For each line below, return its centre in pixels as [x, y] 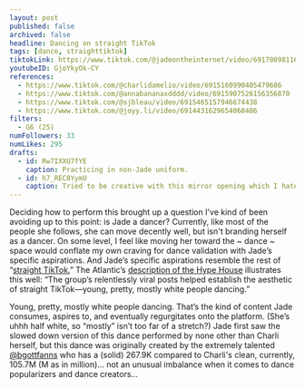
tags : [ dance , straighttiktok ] [69, 52]
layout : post [34, 18]
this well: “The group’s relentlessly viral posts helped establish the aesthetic [151, 280]
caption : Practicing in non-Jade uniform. [107, 170]
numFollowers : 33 [42, 136]
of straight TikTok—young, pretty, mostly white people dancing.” [130, 289]
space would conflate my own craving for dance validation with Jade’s [141, 251]
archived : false [40, 34]
